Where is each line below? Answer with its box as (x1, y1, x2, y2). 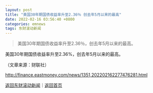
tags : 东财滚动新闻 (5, 26, 41, 31)
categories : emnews (5, 21, 46, 27)
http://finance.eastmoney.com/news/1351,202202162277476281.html (5, 72, 148, 78)
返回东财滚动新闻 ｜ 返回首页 (5, 82, 62, 88)
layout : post (5, 7, 32, 13)
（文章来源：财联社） (5, 62, 49, 68)
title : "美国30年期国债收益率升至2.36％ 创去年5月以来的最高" (5, 12, 121, 17)
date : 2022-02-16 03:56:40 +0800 (5, 17, 75, 22)
